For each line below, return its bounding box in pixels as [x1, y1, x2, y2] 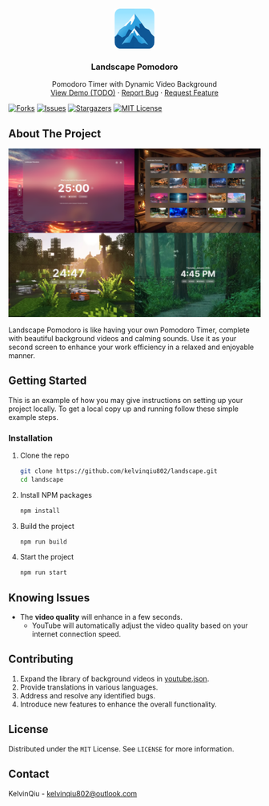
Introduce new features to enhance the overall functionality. [19, 699, 218, 709]
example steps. [8, 412, 58, 421]
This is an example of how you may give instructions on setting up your [8, 395, 243, 405]
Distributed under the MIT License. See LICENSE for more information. [8, 743, 235, 754]
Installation [8, 432, 54, 443]
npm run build [19, 538, 67, 546]
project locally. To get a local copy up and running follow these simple [8, 404, 239, 413]
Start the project [19, 552, 74, 562]
